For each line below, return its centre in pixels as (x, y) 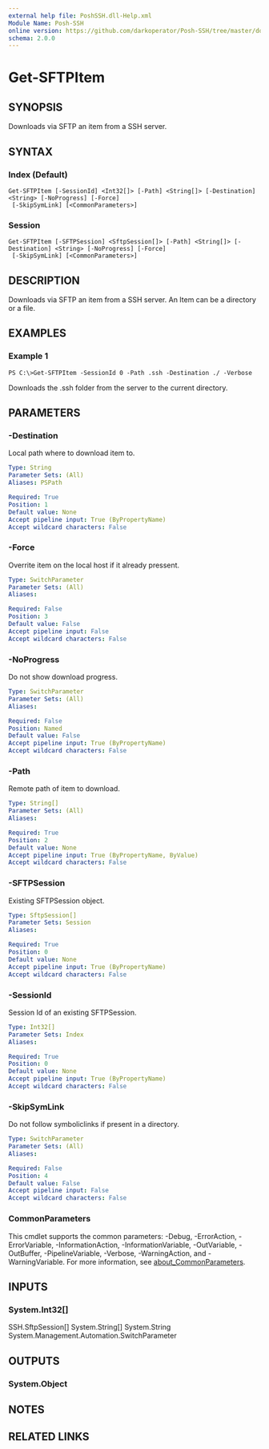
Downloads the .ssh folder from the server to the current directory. (118, 387)
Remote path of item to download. (64, 789)
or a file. (22, 309)
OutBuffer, (25, 1253)
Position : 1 (28, 505)
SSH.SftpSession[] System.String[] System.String (90, 1327)
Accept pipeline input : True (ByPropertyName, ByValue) (103, 855)
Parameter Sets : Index (46, 1035)
